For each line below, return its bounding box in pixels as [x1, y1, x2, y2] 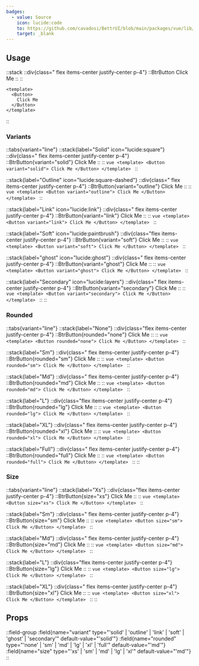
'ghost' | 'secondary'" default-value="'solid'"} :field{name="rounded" [6, 634, 176, 642]
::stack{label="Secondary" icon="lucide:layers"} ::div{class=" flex [6, 278, 167, 285]
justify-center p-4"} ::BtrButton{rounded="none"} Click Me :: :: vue [6, 331, 168, 338]
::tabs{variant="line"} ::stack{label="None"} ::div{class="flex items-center [6, 325, 187, 332]
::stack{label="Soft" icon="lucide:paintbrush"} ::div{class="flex [6, 230, 161, 237]
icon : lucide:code [17, 20, 62, 26]
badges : [6, 8, 25, 15]
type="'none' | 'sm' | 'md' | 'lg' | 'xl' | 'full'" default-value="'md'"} [6, 641, 166, 648]
